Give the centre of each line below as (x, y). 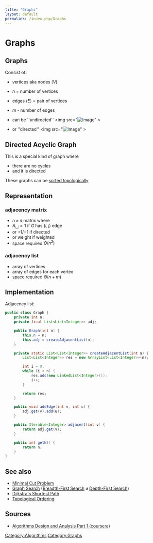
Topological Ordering (33, 499)
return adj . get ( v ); (42, 429)
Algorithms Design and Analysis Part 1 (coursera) (61, 526)
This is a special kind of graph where (42, 156)
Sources (18, 514)
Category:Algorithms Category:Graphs (44, 535)
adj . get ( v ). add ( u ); (42, 411)
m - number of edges (33, 110)
